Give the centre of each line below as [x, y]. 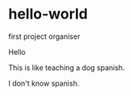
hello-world [48, 14]
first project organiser [44, 36]
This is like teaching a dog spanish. [66, 67]
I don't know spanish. [44, 83]
